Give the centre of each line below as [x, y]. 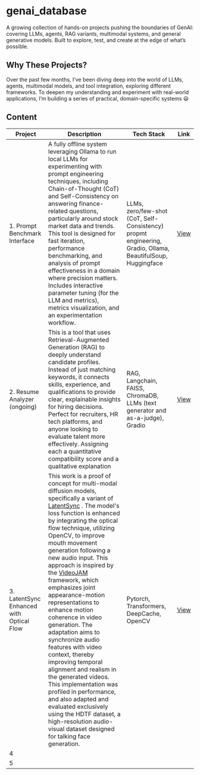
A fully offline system [77, 144]
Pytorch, [138, 598]
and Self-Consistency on [83, 196]
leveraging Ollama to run [82, 151]
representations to [74, 602]
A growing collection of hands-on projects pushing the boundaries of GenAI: [100, 27]
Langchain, [142, 380]
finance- [91, 204]
